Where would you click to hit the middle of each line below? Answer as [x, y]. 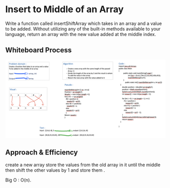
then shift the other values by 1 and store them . [55, 170]
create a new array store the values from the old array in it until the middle [83, 165]
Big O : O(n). [18, 180]
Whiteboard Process [39, 50]
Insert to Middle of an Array [64, 9]
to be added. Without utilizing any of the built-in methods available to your [83, 28]
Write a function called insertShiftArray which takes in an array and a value [83, 23]
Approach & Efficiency [41, 153]
